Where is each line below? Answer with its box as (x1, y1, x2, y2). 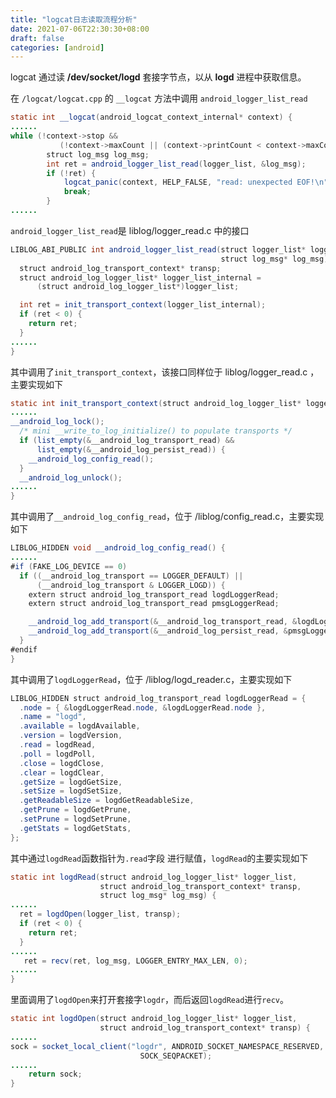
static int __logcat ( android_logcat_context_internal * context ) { (10, 112, 293, 123)
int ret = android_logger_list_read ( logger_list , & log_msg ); (46, 159, 307, 169)
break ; (63, 187, 92, 197)
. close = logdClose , (19, 758, 105, 768)
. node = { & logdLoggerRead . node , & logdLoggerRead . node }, (19, 702, 267, 713)
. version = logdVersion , (19, 731, 123, 741)
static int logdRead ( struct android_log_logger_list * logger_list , (10, 872, 298, 882)
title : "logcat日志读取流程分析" (10, 14, 138, 25)
